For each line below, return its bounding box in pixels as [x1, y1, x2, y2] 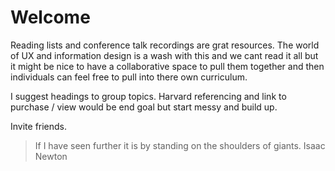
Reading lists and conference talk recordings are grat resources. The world [10, 39, 320, 51]
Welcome [10, 6, 91, 29]
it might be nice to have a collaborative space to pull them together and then [10, 60, 325, 72]
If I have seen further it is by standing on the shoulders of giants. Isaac [34, 139, 326, 151]
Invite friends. [10, 120, 68, 132]
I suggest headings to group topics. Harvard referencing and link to [10, 90, 287, 102]
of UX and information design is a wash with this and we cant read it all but [10, 49, 319, 61]
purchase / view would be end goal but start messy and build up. [10, 101, 278, 113]
